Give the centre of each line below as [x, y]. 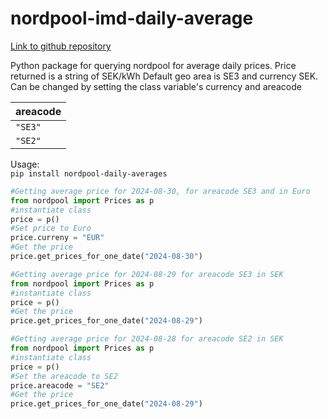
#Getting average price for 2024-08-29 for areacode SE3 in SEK [147, 274]
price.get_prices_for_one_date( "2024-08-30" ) [106, 257]
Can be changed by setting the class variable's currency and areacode [156, 86]
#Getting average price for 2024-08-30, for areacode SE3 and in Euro [160, 191]
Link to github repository [61, 46]
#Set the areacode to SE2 [64, 376]
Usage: [25, 164]
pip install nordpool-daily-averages [89, 173]
